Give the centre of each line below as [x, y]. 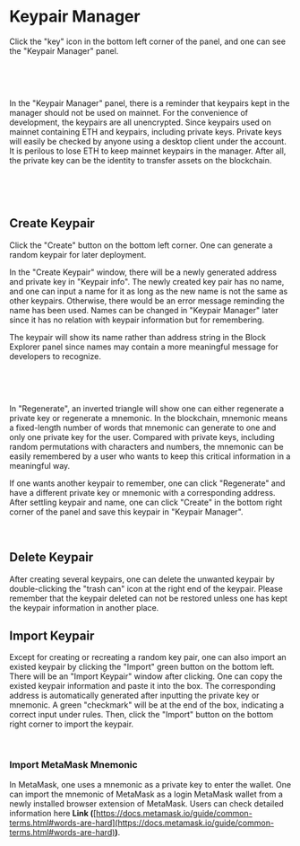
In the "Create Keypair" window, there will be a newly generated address [143, 272]
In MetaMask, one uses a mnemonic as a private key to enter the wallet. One [150, 784]
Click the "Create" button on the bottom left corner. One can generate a [141, 245]
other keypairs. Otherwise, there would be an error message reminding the [147, 300]
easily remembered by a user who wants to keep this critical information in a [150, 456]
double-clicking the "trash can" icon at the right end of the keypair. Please [146, 588]
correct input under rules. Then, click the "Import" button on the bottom [141, 715]
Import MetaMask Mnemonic [73, 765]
